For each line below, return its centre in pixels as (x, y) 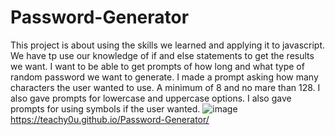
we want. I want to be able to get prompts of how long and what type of (157, 66)
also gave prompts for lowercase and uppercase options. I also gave (151, 98)
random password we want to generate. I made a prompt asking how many (164, 77)
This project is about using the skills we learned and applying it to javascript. (168, 45)
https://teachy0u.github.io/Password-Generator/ (110, 119)
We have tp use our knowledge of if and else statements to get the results (162, 55)
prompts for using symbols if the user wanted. (105, 108)
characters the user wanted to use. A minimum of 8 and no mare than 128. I (165, 87)
